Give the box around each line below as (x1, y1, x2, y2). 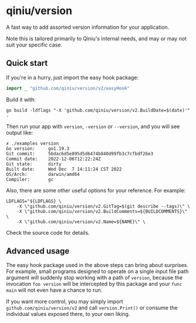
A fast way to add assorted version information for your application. (6, 24, 170, 31)
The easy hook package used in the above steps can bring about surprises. (6, 262, 189, 269)
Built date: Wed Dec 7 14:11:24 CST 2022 (6, 166, 122, 172)
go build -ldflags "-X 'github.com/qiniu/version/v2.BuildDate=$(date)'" (6, 107, 191, 113)
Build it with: (6, 96, 36, 103)
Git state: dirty (6, 161, 62, 167)
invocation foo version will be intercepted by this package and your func (6, 281, 183, 288)
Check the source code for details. (6, 229, 90, 236)
